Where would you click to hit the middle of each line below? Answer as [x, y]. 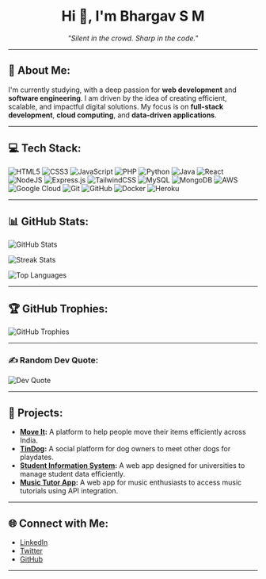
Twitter [31, 551]
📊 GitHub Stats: [49, 221]
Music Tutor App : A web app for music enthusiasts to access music [131, 482]
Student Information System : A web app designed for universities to [132, 466]
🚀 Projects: [36, 413]
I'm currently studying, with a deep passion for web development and [123, 90]
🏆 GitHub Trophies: [58, 309]
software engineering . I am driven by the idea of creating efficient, [118, 98]
